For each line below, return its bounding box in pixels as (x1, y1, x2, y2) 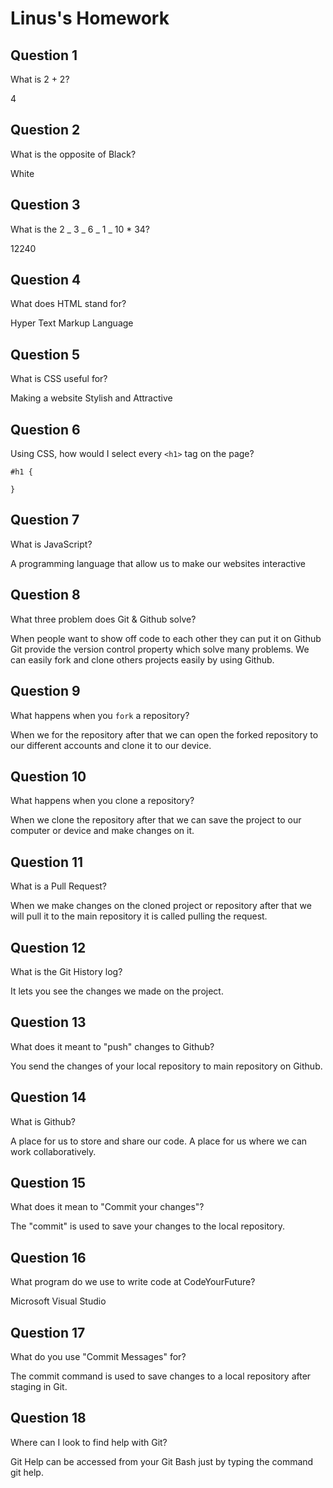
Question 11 (10, 853, 84, 871)
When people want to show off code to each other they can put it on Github (10, 632, 322, 644)
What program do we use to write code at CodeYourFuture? (10, 1276, 256, 1288)
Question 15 (10, 1174, 87, 1191)
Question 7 (10, 512, 80, 529)
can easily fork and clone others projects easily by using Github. (10, 653, 275, 666)
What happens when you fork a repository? (10, 709, 190, 721)
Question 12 (10, 939, 87, 956)
